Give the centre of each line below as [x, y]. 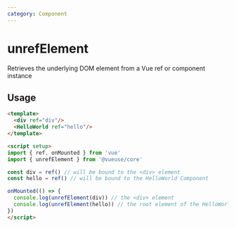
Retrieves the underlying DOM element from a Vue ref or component [106, 68]
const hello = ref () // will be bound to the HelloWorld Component [108, 179]
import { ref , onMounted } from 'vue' [64, 153]
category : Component [38, 14]
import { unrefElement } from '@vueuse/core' [75, 159]
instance [20, 75]
